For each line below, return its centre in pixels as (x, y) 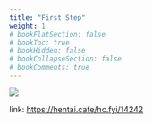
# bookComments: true (50, 68)
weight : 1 (28, 26)
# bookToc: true (39, 42)
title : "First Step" (48, 17)
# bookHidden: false (48, 51)
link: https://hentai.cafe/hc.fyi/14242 (76, 109)
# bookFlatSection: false (57, 34)
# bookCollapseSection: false (66, 59)
